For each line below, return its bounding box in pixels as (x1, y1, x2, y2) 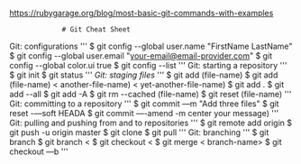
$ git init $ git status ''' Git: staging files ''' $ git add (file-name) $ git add (9, 69, 278, 80)
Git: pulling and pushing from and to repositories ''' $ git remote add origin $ (9, 117, 293, 128)
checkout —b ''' (9, 146, 69, 157)
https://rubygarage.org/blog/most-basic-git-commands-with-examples (9, 8, 274, 18)
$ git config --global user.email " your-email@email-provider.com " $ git (9, 50, 273, 61)
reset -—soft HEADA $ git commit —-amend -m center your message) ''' (9, 108, 279, 118)
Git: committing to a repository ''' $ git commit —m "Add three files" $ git (9, 98, 279, 109)
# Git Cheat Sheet (61, 25, 131, 34)
